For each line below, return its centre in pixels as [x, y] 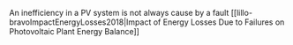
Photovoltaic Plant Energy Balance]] [74, 31]
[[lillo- [242, 13]
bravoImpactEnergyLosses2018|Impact [80, 22]
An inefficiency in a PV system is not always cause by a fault [119, 13]
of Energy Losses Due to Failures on [219, 22]
